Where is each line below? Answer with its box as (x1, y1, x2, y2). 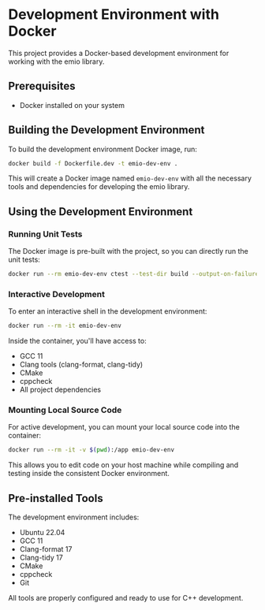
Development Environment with (8, 6, 219, 24)
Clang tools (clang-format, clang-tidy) (19, 360, 144, 370)
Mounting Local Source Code (8, 404, 122, 415)
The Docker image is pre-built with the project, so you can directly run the (8, 247, 248, 256)
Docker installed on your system (19, 100, 125, 110)
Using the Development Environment (8, 205, 193, 218)
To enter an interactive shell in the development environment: (8, 307, 207, 316)
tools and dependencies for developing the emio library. (8, 182, 190, 192)
